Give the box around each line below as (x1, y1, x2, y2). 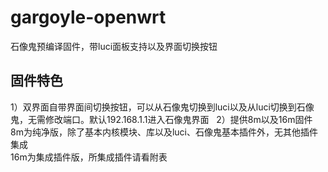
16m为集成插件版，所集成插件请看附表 (10, 151, 168, 163)
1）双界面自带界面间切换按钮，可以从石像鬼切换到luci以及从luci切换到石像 (10, 101, 315, 113)
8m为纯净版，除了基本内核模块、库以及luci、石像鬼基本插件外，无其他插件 (10, 126, 318, 138)
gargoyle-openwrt (10, 6, 167, 29)
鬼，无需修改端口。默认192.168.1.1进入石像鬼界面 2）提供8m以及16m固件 (10, 113, 313, 125)
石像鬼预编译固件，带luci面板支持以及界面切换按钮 (10, 40, 218, 52)
